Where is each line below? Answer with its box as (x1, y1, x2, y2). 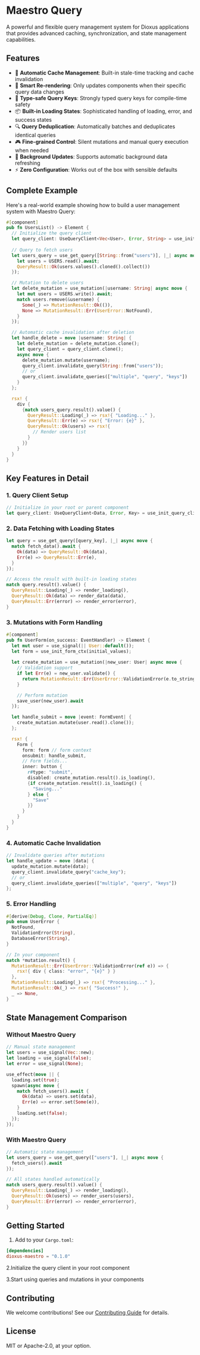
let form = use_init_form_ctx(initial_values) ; (11, 648, 132, 654)
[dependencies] (6, 1248, 44, 1254)
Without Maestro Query (6, 1031, 76, 1038)
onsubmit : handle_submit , (21, 753, 86, 759)
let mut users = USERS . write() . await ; (17, 291, 113, 297)
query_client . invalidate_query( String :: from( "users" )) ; (21, 363, 164, 369)
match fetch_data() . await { (11, 543, 82, 549)
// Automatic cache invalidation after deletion (11, 329, 135, 336)
